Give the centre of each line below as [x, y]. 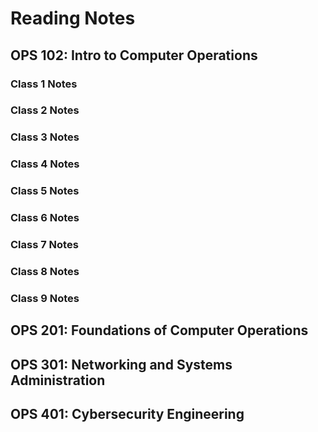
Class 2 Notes [45, 110]
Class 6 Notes [45, 218]
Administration [58, 380]
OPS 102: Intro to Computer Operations [134, 55]
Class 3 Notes [45, 137]
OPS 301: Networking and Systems [121, 364]
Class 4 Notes [45, 164]
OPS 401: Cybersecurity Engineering [127, 414]
